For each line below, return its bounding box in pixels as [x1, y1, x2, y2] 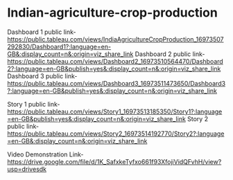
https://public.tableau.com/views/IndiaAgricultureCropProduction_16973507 [7, 35, 224, 43]
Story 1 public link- [7, 100, 60, 108]
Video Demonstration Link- [7, 150, 85, 159]
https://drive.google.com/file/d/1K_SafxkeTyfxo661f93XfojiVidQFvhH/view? [7, 157, 222, 165]
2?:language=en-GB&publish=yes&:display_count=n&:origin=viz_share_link [7, 64, 221, 73]
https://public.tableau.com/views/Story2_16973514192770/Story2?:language [7, 129, 225, 138]
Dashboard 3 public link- [7, 71, 78, 80]
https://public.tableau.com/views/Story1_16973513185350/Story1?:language [7, 107, 223, 116]
